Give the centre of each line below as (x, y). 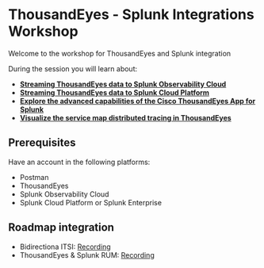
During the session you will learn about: (73, 68)
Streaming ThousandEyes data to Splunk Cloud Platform (115, 92)
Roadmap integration (61, 228)
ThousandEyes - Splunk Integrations (132, 15)
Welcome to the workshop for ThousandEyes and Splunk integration (120, 53)
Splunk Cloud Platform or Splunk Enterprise (91, 202)
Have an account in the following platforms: (79, 162)
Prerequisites (42, 143)
